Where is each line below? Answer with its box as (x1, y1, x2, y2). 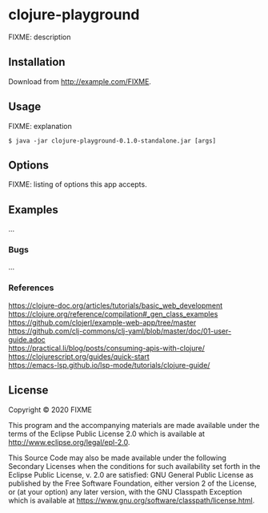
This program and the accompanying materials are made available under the (8, 420, 260, 430)
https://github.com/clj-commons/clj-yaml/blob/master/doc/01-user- (8, 326, 232, 336)
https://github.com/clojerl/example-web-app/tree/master (8, 317, 197, 327)
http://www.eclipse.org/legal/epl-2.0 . (8, 437, 130, 446)
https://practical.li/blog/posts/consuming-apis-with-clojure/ (8, 343, 206, 353)
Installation (8, 55, 66, 69)
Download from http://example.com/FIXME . (8, 76, 152, 86)
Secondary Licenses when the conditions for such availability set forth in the (8, 461, 261, 471)
